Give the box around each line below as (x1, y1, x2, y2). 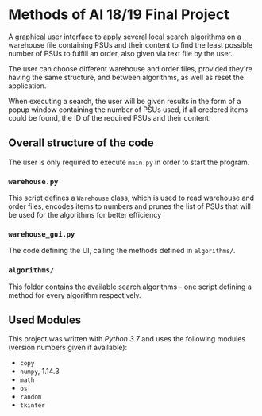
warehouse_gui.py (8, 229, 75, 239)
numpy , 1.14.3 (19, 367, 60, 376)
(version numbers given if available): (8, 343, 128, 352)
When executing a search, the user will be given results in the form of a (8, 96, 241, 106)
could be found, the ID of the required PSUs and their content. (8, 113, 211, 122)
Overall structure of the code (8, 137, 154, 150)
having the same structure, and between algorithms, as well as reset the (8, 72, 245, 82)
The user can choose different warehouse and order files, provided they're (8, 64, 252, 73)
